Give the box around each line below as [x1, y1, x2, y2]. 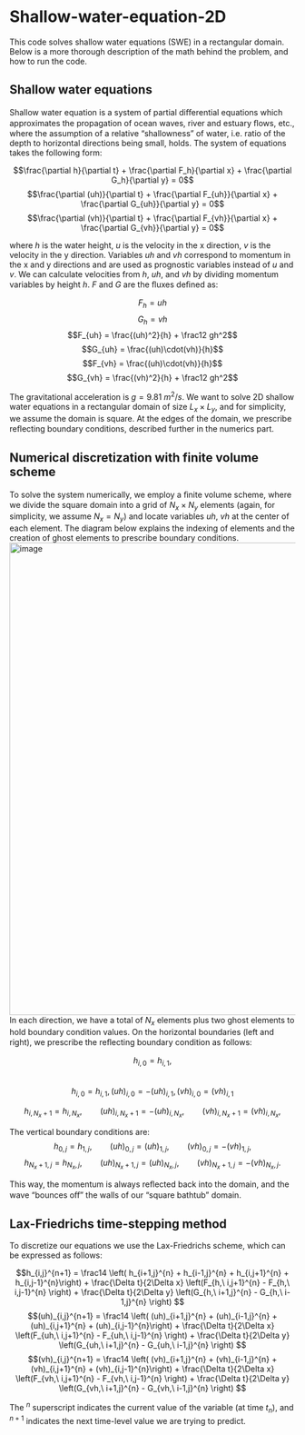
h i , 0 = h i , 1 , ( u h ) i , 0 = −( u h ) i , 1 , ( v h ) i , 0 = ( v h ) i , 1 [71, 1085, 234, 1099]
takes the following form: [9, 147, 103, 158]
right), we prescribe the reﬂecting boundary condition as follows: [9, 1037, 252, 1047]
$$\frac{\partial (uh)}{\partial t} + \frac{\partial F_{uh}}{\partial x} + [26, 188, 279, 199]
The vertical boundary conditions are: [9, 1126, 150, 1137]
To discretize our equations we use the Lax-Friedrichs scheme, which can [9, 1241, 286, 1251]
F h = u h [137, 297, 168, 310]
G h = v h [137, 314, 168, 326]
